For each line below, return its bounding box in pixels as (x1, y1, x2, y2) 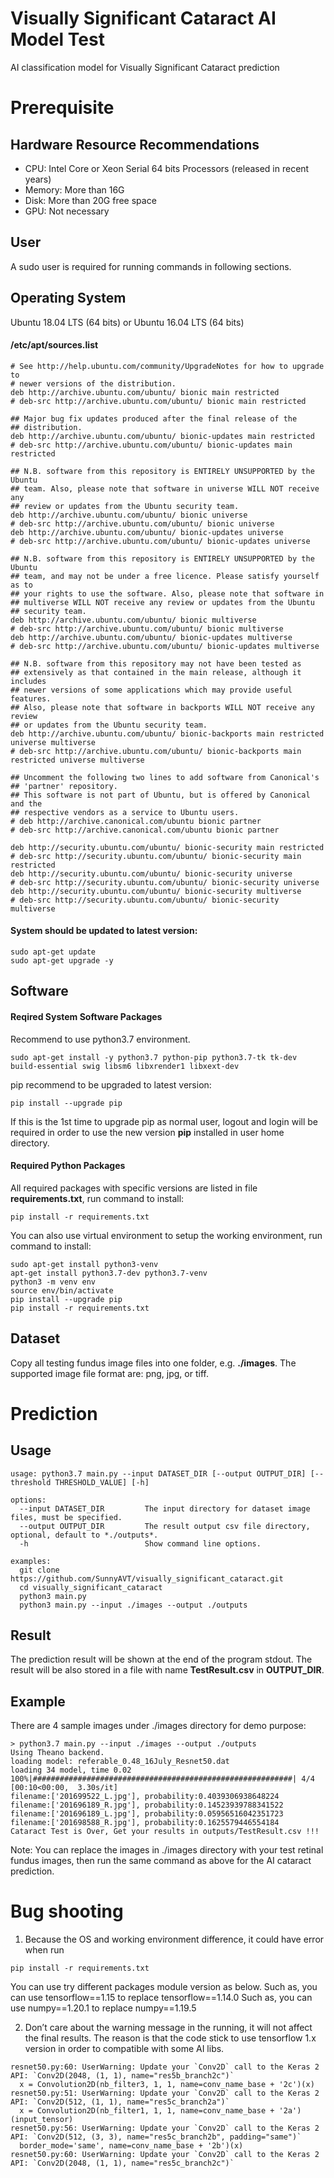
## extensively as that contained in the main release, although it (10, 667, 302, 677)
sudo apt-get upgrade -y (10, 955, 114, 966)
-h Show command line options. (19, 1538, 262, 1549)
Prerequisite (10, 97, 115, 119)
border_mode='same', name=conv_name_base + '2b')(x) (19, 2141, 244, 2151)
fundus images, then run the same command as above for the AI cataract (10, 1855, 312, 1867)
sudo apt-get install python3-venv (10, 1259, 159, 1269)
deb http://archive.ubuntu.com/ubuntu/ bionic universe (10, 510, 248, 520)
